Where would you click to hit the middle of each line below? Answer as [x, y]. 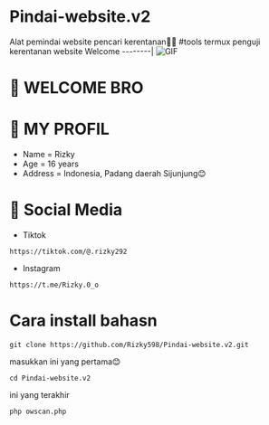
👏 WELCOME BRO [77, 88]
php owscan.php [38, 411]
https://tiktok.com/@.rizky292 [68, 251]
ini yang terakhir [39, 394]
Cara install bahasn [84, 321]
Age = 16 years [51, 164]
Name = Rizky [48, 155]
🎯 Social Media [66, 210]
